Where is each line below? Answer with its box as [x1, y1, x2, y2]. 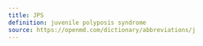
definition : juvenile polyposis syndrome [8, 19, 147, 27]
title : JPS [8, 11, 44, 19]
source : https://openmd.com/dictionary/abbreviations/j [8, 26, 196, 34]
